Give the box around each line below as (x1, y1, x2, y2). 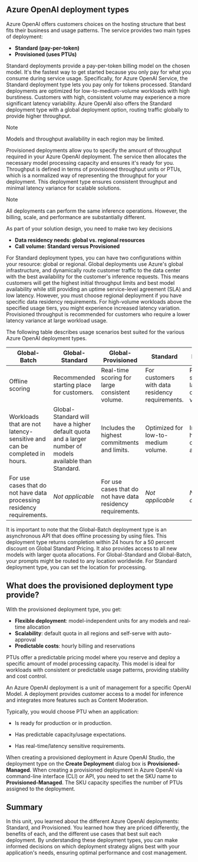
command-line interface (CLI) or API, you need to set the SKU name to (6, 772, 177, 779)
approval (14, 636, 37, 643)
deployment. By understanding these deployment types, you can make (6, 837, 178, 844)
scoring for (101, 373, 131, 382)
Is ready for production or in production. (14, 719, 113, 726)
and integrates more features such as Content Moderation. (6, 697, 148, 704)
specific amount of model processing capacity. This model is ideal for (6, 660, 176, 667)
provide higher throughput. (6, 112, 72, 119)
